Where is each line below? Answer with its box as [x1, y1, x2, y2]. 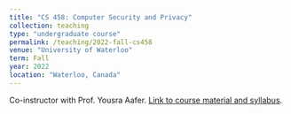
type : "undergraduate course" [9, 29, 122, 38]
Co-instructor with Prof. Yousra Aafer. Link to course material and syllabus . [9, 95, 283, 105]
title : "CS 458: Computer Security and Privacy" [9, 12, 193, 22]
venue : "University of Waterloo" [9, 46, 133, 55]
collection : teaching [9, 21, 90, 30]
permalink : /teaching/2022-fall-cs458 [9, 37, 153, 47]
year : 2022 [9, 63, 50, 72]
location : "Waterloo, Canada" [9, 71, 122, 80]
